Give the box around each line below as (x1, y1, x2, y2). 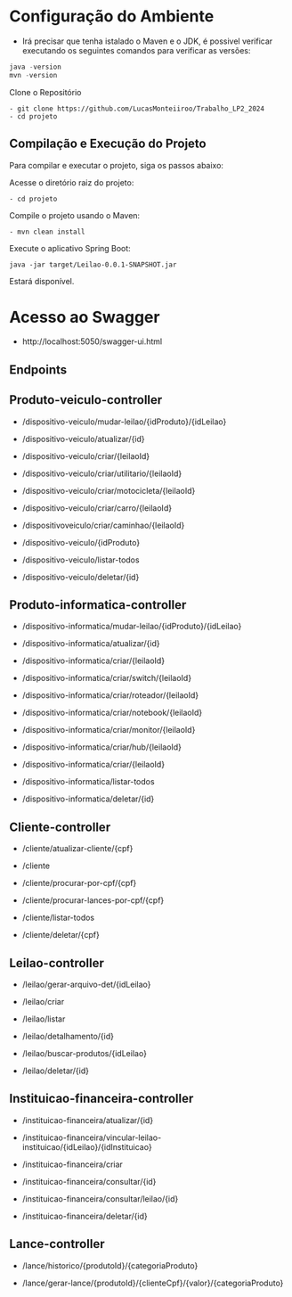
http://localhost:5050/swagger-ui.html (21, 336, 163, 347)
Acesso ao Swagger (9, 307, 160, 327)
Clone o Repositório (9, 86, 82, 97)
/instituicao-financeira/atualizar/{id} (21, 1114, 154, 1125)
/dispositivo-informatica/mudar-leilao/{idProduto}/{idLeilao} (21, 621, 242, 632)
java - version (9, 62, 62, 71)
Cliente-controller (9, 819, 111, 834)
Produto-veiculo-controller (9, 392, 163, 407)
